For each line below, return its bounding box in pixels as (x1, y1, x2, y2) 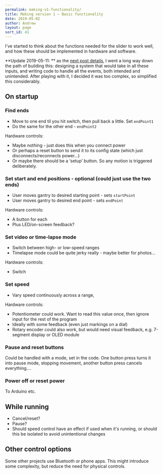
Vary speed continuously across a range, (12, 292, 95, 298)
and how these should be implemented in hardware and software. (5, 48, 137, 54)
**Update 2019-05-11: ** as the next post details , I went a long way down (5, 58, 153, 63)
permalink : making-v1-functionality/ (5, 7, 82, 12)
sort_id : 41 (5, 30, 29, 35)
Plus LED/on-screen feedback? (12, 221, 74, 227)
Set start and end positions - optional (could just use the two (5, 175, 151, 182)
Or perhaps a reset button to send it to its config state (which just (12, 147, 143, 153)
